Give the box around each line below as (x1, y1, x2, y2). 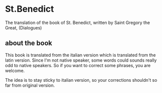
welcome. (5, 68, 25, 73)
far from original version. (5, 82, 55, 88)
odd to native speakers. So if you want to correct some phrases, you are (5, 62, 151, 68)
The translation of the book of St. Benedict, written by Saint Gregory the (5, 20, 150, 25)
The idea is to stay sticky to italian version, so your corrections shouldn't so (5, 77, 158, 83)
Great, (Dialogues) (5, 24, 42, 30)
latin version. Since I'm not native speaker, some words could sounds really (5, 57, 157, 63)
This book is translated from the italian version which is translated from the (5, 52, 156, 58)
